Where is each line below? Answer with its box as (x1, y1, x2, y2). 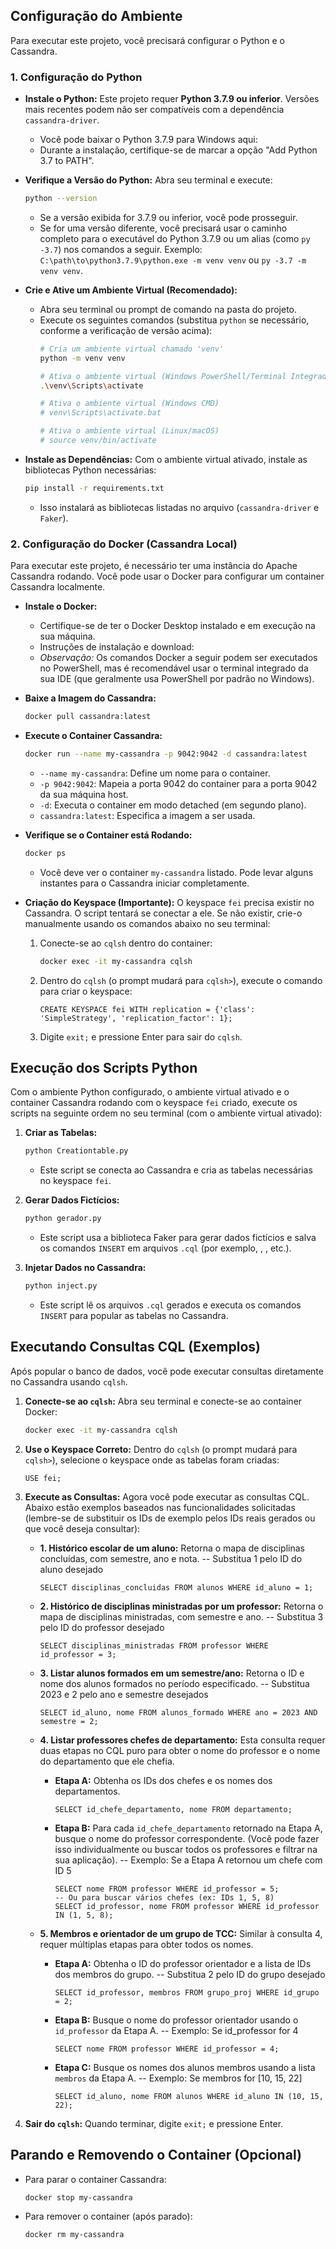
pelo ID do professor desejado (39, 1621, 165, 1633)
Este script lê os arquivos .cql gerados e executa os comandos (39, 1299, 302, 1311)
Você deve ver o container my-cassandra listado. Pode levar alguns (39, 866, 314, 878)
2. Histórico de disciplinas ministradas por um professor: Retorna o (39, 1600, 324, 1612)
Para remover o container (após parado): (24, 2210, 193, 2223)
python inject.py (24, 1281, 98, 1291)
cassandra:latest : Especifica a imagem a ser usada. (39, 809, 256, 821)
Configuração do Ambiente (10, 8, 183, 25)
